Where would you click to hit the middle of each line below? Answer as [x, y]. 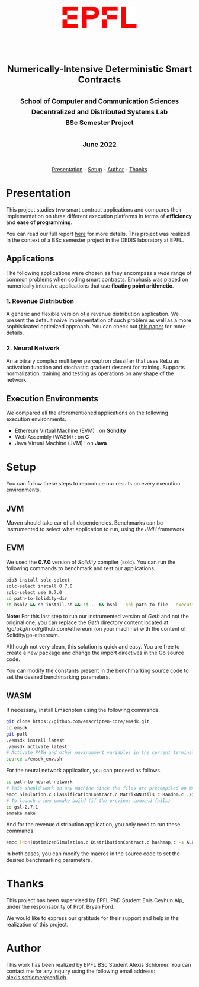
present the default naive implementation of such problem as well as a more [99, 320]
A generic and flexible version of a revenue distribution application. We [93, 314]
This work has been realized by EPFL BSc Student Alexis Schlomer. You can [99, 965]
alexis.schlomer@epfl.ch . [37, 978]
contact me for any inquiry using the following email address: [81, 971]
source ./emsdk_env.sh [34, 759]
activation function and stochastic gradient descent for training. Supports [96, 368]
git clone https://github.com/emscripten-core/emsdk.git [78, 722]
